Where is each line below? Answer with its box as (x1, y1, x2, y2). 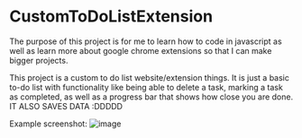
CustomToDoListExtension (9, 6, 214, 27)
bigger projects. (9, 55, 69, 65)
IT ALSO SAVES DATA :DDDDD (9, 100, 124, 111)
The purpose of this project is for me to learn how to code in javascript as (9, 36, 282, 47)
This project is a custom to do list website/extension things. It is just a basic (9, 72, 290, 82)
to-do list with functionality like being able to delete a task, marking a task (9, 82, 284, 92)
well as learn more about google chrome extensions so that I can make (9, 45, 272, 56)
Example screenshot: (9, 118, 87, 129)
